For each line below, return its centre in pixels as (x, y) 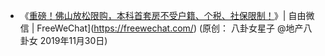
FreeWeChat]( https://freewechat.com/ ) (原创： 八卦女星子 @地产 (170, 28)
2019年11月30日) (73, 40)
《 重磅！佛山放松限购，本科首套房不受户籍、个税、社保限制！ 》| (153, 15)
